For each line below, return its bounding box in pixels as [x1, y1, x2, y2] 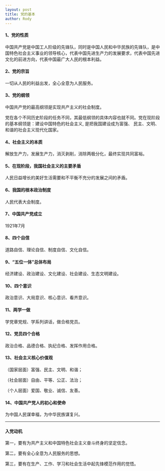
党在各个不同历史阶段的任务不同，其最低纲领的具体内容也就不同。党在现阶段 [5, 114, 160, 120]
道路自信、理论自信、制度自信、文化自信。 [5, 247, 91, 253]
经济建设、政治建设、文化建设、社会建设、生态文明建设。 [5, 271, 121, 277]
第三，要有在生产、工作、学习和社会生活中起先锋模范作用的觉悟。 [5, 461, 138, 467]
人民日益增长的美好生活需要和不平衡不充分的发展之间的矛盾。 [5, 175, 130, 181]
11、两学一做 [5, 307, 31, 313]
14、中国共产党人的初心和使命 [5, 399, 66, 405]
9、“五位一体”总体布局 [5, 259, 52, 265]
